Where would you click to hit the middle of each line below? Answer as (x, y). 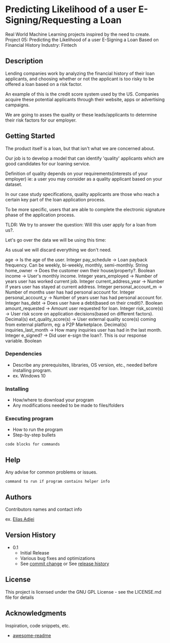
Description (24, 61)
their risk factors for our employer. (41, 120)
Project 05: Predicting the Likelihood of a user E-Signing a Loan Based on (82, 40)
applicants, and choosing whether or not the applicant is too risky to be (80, 79)
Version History (30, 535)
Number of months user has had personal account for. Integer (70, 292)
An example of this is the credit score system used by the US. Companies (82, 94)
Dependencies (24, 354)
